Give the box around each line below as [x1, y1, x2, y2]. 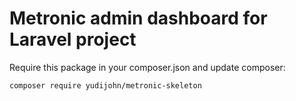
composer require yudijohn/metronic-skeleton [9, 80, 202, 91]
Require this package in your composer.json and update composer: [9, 61, 286, 73]
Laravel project [9, 28, 137, 51]
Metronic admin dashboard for [9, 7, 268, 30]
